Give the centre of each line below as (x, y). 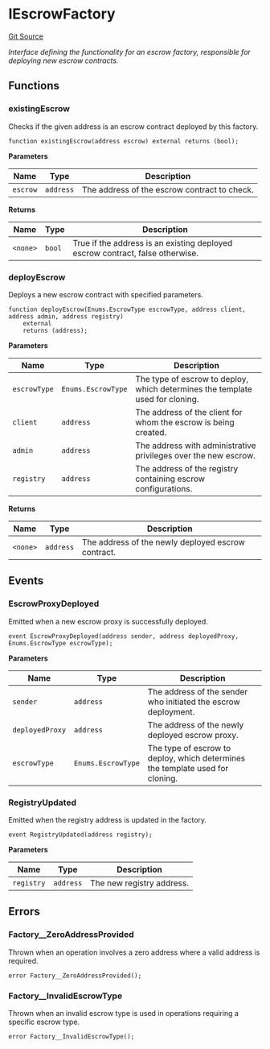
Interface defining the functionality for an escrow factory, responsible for (129, 52)
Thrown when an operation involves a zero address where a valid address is (134, 952)
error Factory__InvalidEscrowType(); (72, 1036)
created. (151, 432)
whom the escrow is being (185, 422)
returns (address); (55, 330)
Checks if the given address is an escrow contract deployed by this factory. (133, 126)
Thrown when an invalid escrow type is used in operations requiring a (124, 1013)
